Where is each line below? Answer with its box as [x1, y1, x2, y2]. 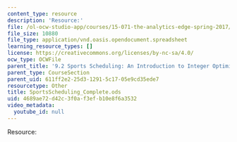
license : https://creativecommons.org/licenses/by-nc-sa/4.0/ [7, 50, 194, 57]
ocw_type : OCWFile [7, 56, 61, 63]
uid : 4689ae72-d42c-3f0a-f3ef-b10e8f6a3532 [7, 96, 138, 103]
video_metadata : [7, 102, 55, 109]
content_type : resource [7, 10, 78, 18]
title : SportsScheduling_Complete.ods [7, 89, 121, 96]
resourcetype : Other [7, 82, 68, 89]
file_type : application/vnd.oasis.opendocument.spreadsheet [7, 37, 188, 44]
